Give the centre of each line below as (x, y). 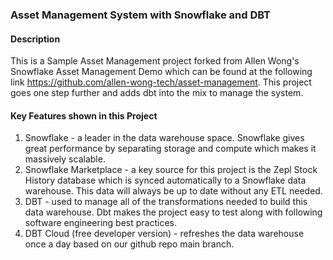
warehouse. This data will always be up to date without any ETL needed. (173, 191)
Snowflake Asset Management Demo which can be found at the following (161, 72)
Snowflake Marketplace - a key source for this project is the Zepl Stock (171, 170)
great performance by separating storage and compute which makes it (170, 149)
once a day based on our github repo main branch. (129, 244)
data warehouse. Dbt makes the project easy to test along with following (173, 212)
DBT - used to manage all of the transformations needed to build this (166, 202)
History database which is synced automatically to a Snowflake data (165, 180)
